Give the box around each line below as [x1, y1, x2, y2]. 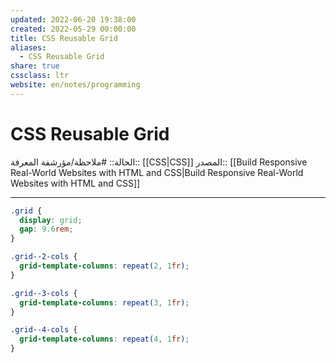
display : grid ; [19, 215, 83, 225]
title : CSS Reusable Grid [10, 33, 118, 43]
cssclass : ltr [10, 71, 70, 81]
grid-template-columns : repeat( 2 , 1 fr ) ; [19, 261, 190, 271]
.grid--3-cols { [10, 288, 78, 298]
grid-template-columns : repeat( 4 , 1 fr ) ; [19, 334, 190, 345]
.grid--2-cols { [10, 252, 78, 262]
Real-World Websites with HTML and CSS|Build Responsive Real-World [10, 166, 304, 178]
